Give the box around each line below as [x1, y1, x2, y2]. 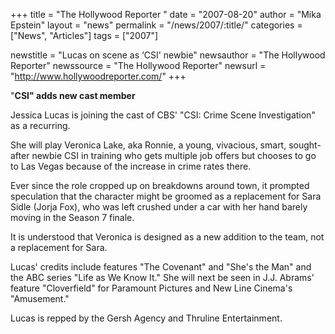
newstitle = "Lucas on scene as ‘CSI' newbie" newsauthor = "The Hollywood [10, 49, 326, 61]
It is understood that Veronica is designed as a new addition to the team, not [10, 231, 325, 243]
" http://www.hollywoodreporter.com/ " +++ [10, 70, 187, 82]
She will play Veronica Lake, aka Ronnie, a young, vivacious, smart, [10, 139, 287, 151]
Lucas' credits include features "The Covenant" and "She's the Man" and [10, 261, 312, 273]
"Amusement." [10, 293, 70, 304]
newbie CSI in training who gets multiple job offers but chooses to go [31, 150, 317, 161]
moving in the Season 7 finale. [10, 212, 135, 223]
